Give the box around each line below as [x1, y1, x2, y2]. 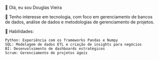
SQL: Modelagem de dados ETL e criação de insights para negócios [5, 42, 142, 47]
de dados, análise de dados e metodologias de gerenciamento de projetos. [5, 19, 155, 25]
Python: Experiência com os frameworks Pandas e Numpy [5, 38, 118, 43]
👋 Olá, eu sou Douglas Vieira [5, 5, 62, 10]
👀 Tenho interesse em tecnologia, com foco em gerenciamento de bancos [5, 14, 153, 19]
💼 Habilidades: [5, 29, 34, 34]
